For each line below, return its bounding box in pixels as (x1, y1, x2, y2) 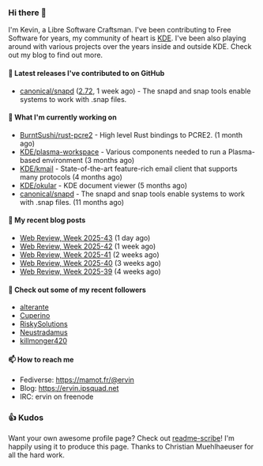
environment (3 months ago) (42, 155, 135, 165)
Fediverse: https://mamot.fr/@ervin (19, 375, 134, 385)
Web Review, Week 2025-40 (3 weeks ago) (19, 258, 162, 267)
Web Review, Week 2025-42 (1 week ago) (19, 241, 156, 251)
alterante (19, 302, 49, 312)
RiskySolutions (19, 320, 69, 329)
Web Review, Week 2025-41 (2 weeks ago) (19, 249, 160, 260)
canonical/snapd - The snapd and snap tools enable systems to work (19, 189, 245, 199)
